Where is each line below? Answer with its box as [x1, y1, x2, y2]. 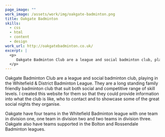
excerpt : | [5, 48, 27, 53]
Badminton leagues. [5, 126, 46, 132]
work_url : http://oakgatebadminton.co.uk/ [5, 44, 93, 48]
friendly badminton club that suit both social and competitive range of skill [5, 86, 155, 91]
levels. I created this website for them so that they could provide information [5, 91, 160, 97]
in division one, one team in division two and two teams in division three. [5, 116, 152, 122]
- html [9, 30, 23, 35]
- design [9, 39, 27, 44]
